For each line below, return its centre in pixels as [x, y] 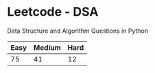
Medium [47, 47]
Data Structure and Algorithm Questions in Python [78, 31]
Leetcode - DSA [53, 12]
